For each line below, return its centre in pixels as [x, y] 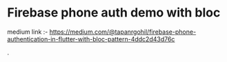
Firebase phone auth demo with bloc [114, 13]
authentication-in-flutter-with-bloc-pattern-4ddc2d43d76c [91, 39]
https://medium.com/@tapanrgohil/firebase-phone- [123, 32]
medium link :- [28, 32]
